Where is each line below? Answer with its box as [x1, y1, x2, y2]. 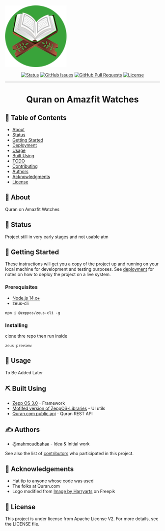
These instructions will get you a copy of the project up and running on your [5, 261, 159, 267]
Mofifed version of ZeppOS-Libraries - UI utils [12, 405, 106, 411]
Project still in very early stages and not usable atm [5, 234, 109, 240]
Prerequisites [5, 284, 38, 291]
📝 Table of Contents [5, 113, 67, 122]
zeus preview [5, 343, 32, 348]
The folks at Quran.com [12, 483, 60, 489]
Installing [5, 321, 28, 328]
